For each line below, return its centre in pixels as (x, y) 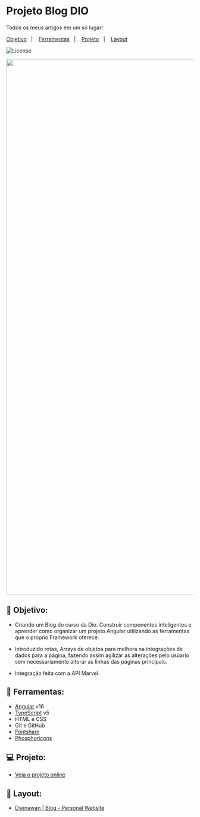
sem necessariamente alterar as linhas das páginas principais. (91, 661)
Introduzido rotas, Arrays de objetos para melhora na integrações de (99, 649)
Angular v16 (29, 706)
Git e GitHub (30, 725)
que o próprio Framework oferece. (57, 637)
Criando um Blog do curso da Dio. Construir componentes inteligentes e (103, 624)
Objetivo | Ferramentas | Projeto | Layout (67, 39)
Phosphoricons (33, 738)
